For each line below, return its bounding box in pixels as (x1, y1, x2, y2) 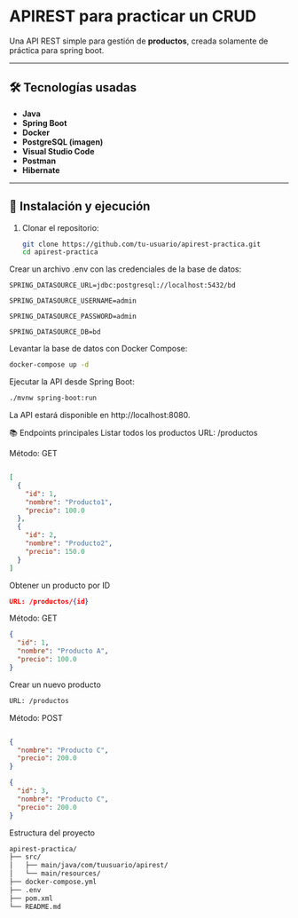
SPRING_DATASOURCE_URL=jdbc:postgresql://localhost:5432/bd (9, 281, 237, 290)
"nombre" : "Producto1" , (25, 497, 114, 507)
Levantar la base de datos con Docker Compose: (9, 344, 188, 354)
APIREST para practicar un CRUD (9, 6, 257, 27)
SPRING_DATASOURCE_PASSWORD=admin (9, 313, 137, 321)
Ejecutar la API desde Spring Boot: (9, 376, 135, 387)
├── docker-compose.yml (9, 877, 98, 887)
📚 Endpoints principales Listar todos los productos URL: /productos (9, 428, 258, 439)
